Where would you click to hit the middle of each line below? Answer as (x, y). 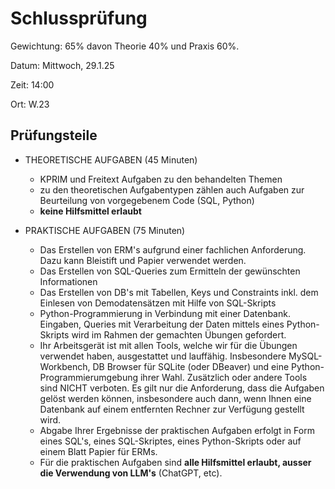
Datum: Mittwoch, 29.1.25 (62, 65)
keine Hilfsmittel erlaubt (90, 211)
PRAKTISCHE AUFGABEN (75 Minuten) (105, 230)
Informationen (68, 281)
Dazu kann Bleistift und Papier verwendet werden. (143, 260)
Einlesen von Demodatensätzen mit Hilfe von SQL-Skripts (158, 303)
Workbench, (65, 366)
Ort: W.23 (30, 104)
